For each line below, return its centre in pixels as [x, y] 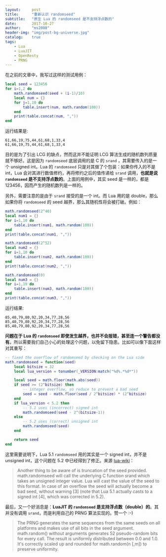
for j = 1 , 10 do [28, 102]
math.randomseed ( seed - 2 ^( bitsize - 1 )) [64, 412]
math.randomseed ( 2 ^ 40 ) [28, 211]
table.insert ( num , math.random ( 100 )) [62, 107]
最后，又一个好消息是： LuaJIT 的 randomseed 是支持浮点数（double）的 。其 [82, 507]
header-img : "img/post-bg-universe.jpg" [47, 33]
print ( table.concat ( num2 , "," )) [38, 266]
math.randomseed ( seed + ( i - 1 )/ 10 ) [49, 93]
